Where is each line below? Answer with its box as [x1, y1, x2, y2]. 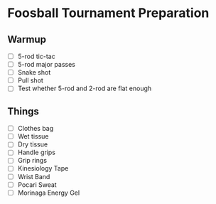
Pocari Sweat [17, 180, 57, 189]
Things [7, 105, 39, 117]
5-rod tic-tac [17, 52, 55, 60]
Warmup [7, 33, 46, 45]
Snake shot [17, 68, 51, 77]
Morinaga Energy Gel [17, 188, 80, 197]
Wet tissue [17, 132, 49, 141]
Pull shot [17, 76, 44, 85]
